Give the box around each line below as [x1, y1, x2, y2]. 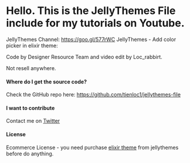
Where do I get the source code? [6, 78, 87, 85]
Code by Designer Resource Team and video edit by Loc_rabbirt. [6, 53, 162, 60]
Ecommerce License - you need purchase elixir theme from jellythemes [6, 144, 179, 151]
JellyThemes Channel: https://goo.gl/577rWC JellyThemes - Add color [6, 36, 177, 43]
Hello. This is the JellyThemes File [6, 4, 176, 18]
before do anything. [6, 150, 54, 157]
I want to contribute [6, 104, 55, 112]
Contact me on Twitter [6, 117, 60, 124]
